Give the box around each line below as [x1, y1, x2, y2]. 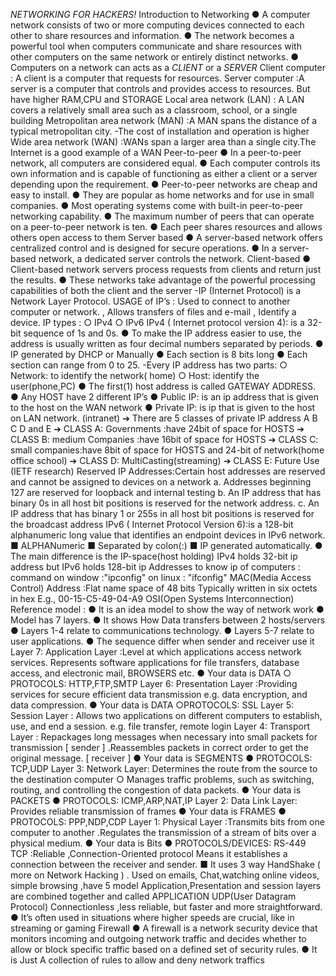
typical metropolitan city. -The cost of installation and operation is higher [10, 125, 310, 137]
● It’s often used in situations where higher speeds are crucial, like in [10, 912, 295, 923]
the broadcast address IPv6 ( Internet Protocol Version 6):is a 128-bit [10, 519, 294, 530]
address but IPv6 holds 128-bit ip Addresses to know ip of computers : [10, 561, 301, 573]
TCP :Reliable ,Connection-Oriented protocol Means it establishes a [10, 848, 288, 859]
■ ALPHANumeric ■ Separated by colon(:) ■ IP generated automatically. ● [10, 540, 323, 551]
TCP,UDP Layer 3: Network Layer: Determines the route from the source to [10, 763, 318, 774]
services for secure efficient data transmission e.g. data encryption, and [10, 689, 308, 700]
